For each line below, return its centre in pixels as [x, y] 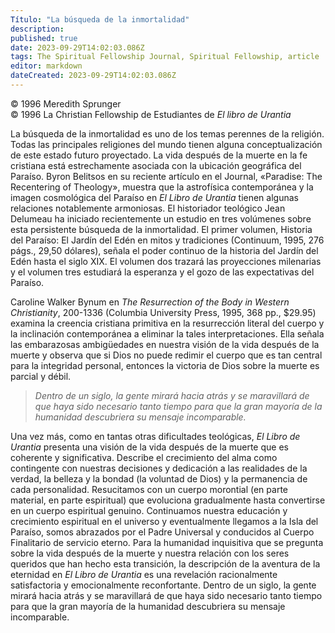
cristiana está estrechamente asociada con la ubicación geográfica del [156, 165]
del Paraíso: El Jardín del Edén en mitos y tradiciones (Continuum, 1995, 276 [167, 240]
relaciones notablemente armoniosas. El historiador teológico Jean [148, 208]
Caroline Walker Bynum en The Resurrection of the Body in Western [150, 302]
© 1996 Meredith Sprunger [66, 103]
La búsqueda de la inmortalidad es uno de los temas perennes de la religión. [167, 133]
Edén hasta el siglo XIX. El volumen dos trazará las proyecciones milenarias [166, 261]
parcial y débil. [41, 376]
